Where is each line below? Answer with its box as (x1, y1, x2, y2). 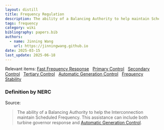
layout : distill (5, 7, 38, 12)
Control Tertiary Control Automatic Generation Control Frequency (5, 71, 143, 77)
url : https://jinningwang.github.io (14, 43, 89, 48)
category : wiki (5, 25, 36, 30)
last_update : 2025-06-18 (5, 52, 56, 58)
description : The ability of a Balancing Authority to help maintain (5, 16, 150, 21)
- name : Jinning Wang (9, 39, 54, 44)
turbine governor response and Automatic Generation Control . (17, 119, 143, 125)
